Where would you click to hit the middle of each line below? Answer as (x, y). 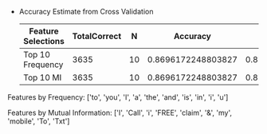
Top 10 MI (42, 77)
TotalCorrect (97, 36)
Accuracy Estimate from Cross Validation (86, 12)
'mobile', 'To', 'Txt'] (39, 121)
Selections (44, 41)
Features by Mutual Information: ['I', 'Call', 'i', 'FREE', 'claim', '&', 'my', (120, 112)
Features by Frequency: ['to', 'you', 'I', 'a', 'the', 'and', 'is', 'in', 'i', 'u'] (118, 97)
